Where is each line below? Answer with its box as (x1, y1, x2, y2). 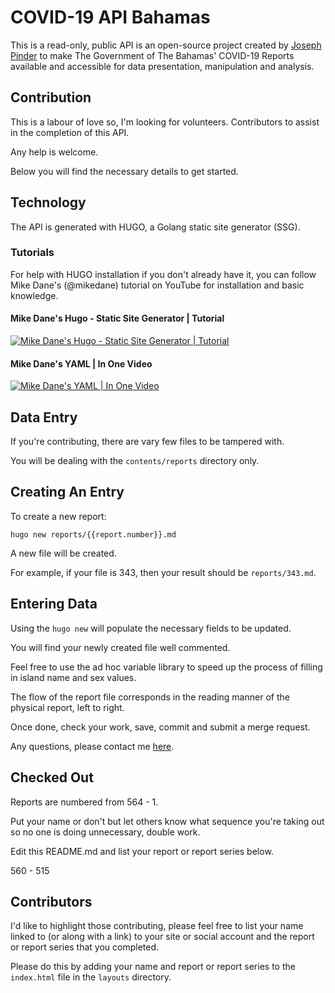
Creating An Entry (10, 484, 125, 501)
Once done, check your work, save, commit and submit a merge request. (10, 721, 311, 733)
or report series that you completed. (10, 941, 160, 953)
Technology (10, 194, 87, 211)
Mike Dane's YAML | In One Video (10, 357, 153, 370)
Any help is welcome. (10, 146, 99, 158)
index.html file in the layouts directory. (10, 971, 172, 983)
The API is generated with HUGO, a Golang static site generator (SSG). (10, 221, 301, 233)
